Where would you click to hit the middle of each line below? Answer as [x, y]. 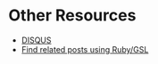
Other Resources [72, 16]
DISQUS [36, 40]
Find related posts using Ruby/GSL [85, 49]
